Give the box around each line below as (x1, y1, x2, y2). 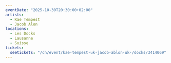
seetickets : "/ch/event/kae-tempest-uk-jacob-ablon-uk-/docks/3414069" (10, 50, 167, 55)
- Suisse (10, 41, 29, 46)
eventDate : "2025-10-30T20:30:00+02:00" (5, 7, 93, 13)
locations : (5, 26, 29, 31)
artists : (5, 12, 24, 17)
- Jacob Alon (10, 21, 38, 27)
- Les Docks (10, 31, 36, 36)
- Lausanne (10, 36, 33, 41)
